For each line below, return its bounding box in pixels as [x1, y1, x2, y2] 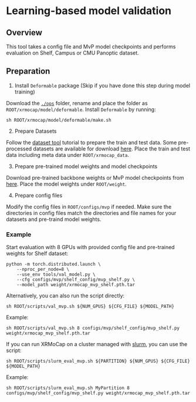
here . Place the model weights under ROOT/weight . [6, 180, 127, 187]
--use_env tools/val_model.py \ [16, 272, 96, 277]
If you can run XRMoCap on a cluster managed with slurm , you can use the [6, 341, 188, 348]
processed [6, 145, 32, 152]
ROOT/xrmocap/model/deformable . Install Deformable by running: [6, 106, 157, 113]
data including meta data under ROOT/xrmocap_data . [6, 151, 129, 158]
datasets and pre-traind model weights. [6, 216, 102, 223]
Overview [6, 28, 43, 38]
